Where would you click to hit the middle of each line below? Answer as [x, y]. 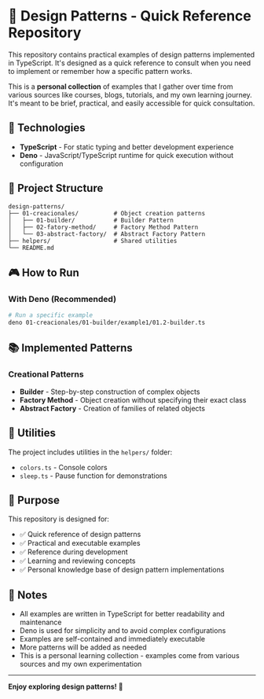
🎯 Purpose [34, 500]
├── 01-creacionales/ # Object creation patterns [107, 213]
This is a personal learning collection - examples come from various [129, 656]
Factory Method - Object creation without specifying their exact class [133, 399]
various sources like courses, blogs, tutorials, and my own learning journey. [130, 94]
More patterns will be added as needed [83, 647]
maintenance [40, 622]
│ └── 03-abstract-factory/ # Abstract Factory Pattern [107, 234]
